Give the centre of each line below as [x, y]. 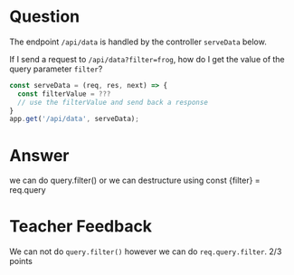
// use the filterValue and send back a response [113, 102]
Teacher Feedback [81, 227]
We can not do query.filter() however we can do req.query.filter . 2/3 [146, 251]
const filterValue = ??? [64, 94]
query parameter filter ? [56, 69]
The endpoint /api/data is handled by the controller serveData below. [138, 42]
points [21, 261]
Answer [39, 155]
